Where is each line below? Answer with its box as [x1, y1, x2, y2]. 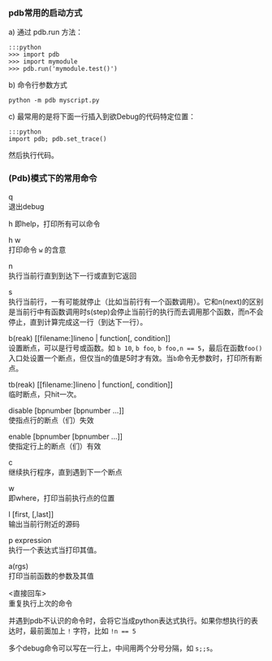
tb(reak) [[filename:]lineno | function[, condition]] [8, 379, 173, 389]
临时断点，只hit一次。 [8, 389, 81, 399]
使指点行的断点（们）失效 [8, 415, 94, 425]
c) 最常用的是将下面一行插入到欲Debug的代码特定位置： [8, 112, 196, 121]
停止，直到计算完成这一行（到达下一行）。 [8, 317, 148, 326]
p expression [8, 535, 52, 545]
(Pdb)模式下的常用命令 [8, 173, 97, 184]
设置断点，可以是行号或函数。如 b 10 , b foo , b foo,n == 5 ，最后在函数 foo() [8, 343, 263, 352]
